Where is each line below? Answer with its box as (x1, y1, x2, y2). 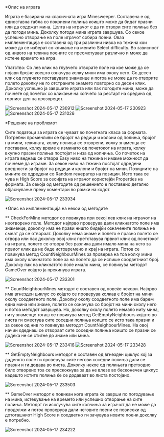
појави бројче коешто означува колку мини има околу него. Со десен (5, 70, 152, 75)
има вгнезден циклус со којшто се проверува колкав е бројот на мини (5, 291, 153, 297)
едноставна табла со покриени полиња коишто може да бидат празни (5, 19, 153, 24)
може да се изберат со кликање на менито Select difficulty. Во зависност (5, 45, 159, 50)
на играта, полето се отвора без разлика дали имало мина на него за (5, 241, 151, 246)
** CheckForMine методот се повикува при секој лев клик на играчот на (5, 215, 157, 220)
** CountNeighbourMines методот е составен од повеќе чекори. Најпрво (5, 286, 157, 291)
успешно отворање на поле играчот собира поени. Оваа (5, 34, 124, 40)
